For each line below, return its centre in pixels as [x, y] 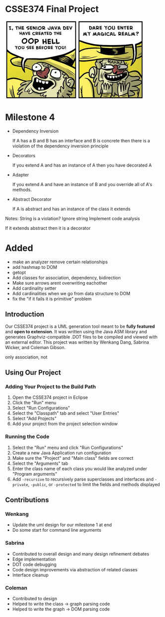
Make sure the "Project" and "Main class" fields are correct [73, 458]
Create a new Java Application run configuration [62, 453]
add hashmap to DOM [35, 267]
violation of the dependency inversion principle [60, 146]
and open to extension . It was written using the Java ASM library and [76, 331]
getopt [19, 272]
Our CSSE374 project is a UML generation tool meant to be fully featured [80, 326]
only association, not [27, 357]
